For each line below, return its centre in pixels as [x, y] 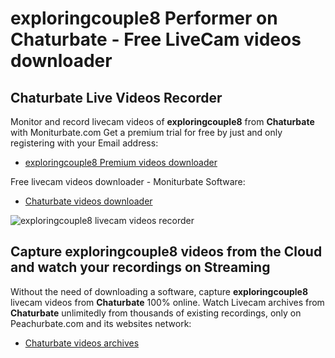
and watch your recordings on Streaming [140, 267]
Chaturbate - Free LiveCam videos [156, 39]
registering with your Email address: [84, 143]
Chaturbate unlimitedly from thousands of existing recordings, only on [156, 313]
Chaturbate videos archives [82, 343]
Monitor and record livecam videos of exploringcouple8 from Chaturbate [162, 121]
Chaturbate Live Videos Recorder [116, 97]
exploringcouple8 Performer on [144, 18]
